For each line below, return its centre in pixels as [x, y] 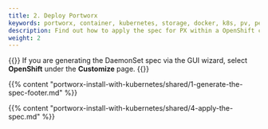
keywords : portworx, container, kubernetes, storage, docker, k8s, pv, [130, 23]
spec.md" [24, 117]
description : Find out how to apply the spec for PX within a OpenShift [132, 30]
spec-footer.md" [35, 93]
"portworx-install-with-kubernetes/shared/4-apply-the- [142, 108]
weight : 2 [25, 38]
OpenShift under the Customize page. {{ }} [79, 69]
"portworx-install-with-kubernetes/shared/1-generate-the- [146, 84]
